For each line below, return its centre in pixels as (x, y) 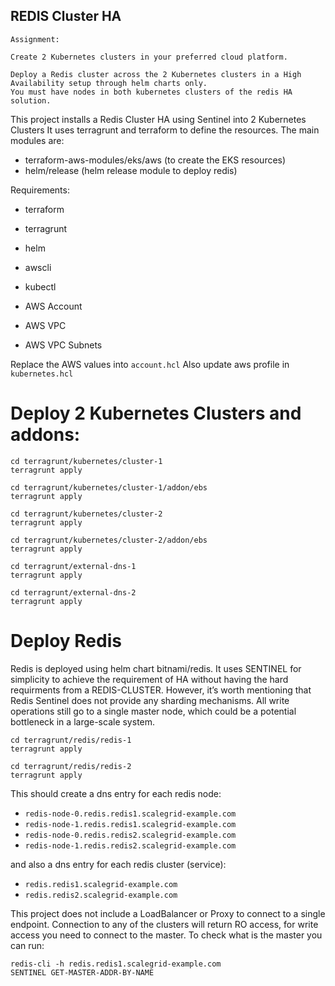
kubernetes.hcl (42, 374)
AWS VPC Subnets (63, 345)
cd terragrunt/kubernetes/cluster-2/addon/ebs (109, 540)
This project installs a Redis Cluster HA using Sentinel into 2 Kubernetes (158, 119)
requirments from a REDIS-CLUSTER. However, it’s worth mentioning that (161, 690)
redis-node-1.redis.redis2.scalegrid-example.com (130, 845)
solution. (31, 100)
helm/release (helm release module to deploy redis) (131, 170)
